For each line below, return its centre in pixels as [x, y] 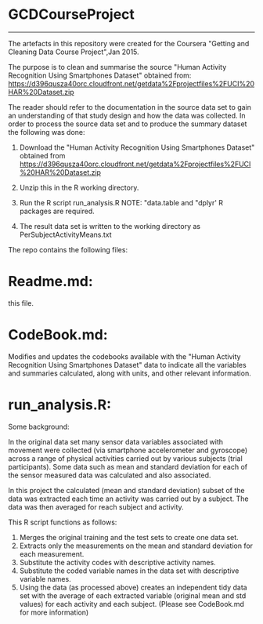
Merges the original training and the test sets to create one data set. [129, 537]
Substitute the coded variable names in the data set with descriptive [129, 571]
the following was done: [47, 132]
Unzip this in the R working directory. [79, 187]
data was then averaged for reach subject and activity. [96, 506]
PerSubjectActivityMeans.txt [65, 234]
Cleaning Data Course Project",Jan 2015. [74, 52]
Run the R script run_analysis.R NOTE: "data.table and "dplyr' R [121, 202]
